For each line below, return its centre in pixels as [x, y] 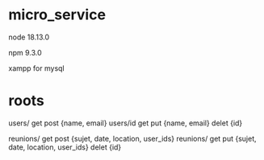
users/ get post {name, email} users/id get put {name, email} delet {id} [126, 123]
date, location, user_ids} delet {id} [65, 147]
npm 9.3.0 [25, 52]
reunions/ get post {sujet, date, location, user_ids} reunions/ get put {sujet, [132, 138]
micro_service [57, 15]
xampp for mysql [36, 68]
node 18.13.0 [29, 37]
